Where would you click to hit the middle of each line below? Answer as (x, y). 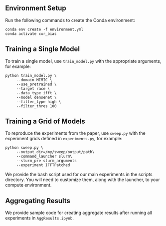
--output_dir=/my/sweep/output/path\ (55, 152)
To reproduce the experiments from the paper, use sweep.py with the (75, 133)
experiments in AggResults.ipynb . (39, 218)
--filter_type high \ (39, 102)
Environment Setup (36, 8)
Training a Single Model (43, 49)
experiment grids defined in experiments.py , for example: (64, 139)
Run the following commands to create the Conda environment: (70, 20)
